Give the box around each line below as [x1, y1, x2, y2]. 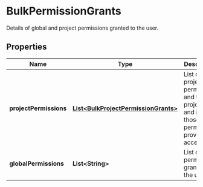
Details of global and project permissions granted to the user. [6, 24, 159, 31]
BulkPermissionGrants [6, 4, 122, 18]
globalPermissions [9, 159, 65, 168]
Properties [6, 42, 47, 52]
